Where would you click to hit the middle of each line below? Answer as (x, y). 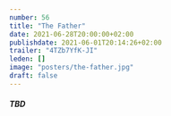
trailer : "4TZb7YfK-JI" (54, 51)
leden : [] (28, 59)
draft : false (34, 76)
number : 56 (30, 17)
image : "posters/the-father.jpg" (72, 68)
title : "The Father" (48, 26)
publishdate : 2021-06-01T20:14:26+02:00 (86, 42)
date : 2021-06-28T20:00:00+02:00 (72, 34)
